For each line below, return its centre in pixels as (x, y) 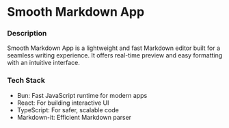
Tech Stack (26, 81)
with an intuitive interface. (44, 63)
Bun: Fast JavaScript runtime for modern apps (82, 95)
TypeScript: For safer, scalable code (68, 110)
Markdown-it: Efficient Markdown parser (74, 117)
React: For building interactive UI (63, 103)
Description (27, 34)
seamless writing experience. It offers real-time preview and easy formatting (115, 55)
